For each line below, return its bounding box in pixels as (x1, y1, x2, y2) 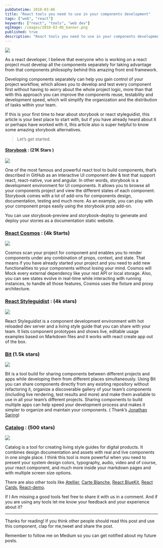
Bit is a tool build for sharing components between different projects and (5, 371, 150, 376)
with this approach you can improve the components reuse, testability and (5, 92, 154, 97)
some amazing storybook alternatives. (5, 126, 81, 132)
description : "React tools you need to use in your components (5, 34, 136, 39)
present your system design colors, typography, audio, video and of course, (5, 460, 157, 466)
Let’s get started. (16, 136, 51, 142)
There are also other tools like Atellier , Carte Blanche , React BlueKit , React (5, 479, 153, 485)
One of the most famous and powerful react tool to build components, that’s (5, 167, 157, 173)
